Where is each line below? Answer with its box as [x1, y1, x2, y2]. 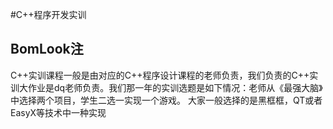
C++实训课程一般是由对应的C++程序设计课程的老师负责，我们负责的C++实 [10, 69, 319, 81]
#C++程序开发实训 [10, 9, 87, 20]
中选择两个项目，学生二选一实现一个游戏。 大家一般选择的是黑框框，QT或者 [10, 94, 323, 106]
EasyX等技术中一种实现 [10, 106, 107, 118]
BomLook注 [10, 41, 84, 58]
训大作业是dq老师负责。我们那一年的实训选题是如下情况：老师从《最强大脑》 [10, 81, 323, 93]
